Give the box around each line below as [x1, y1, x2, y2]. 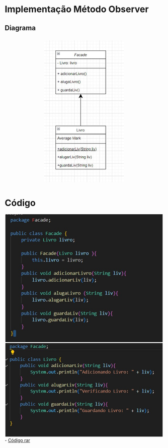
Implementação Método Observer [5, 4, 149, 15]
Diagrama [5, 24, 36, 32]
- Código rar [5, 437, 31, 443]
